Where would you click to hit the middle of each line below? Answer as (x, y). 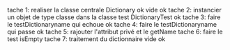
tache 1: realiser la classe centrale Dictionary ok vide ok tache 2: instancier (114, 10)
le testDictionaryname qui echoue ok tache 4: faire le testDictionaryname (112, 24)
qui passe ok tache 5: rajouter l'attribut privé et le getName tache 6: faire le (115, 32)
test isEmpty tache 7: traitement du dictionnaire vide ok (86, 39)
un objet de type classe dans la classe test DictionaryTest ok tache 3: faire (114, 17)
